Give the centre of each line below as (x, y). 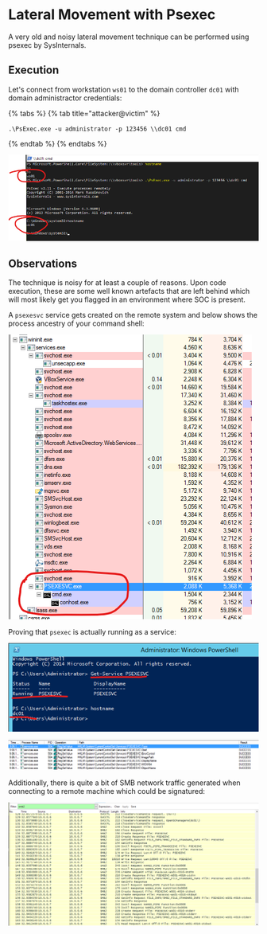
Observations (43, 263)
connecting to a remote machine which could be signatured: (106, 791)
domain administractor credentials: (65, 98)
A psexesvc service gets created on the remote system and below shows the (133, 315)
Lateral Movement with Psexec (112, 15)
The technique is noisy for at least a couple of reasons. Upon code (117, 283)
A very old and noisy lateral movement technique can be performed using (129, 37)
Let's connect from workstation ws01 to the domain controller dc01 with (124, 89)
